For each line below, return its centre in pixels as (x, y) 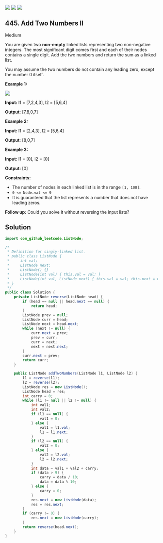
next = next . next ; (49, 347)
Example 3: (16, 149)
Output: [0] (16, 168)
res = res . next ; (47, 504)
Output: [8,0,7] (20, 140)
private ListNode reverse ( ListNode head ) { (58, 297)
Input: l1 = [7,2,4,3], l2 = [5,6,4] (36, 102)
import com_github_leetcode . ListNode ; (44, 238)
